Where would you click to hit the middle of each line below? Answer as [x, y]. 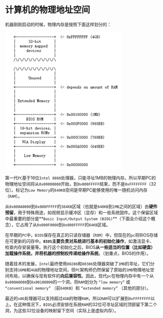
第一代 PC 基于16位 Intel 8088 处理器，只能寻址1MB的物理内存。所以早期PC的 [81, 178]
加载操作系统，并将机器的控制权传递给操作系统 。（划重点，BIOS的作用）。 [78, 253]
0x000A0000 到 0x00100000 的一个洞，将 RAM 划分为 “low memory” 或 [68, 282]
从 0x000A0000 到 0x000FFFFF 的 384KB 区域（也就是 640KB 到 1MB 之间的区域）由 [77, 206]
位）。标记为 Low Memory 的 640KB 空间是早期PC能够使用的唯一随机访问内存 [76, 190]
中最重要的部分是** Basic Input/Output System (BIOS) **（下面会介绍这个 [78, 218]
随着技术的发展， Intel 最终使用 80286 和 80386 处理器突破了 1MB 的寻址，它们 [78, 263]
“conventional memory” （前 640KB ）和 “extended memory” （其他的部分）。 [78, 288]
